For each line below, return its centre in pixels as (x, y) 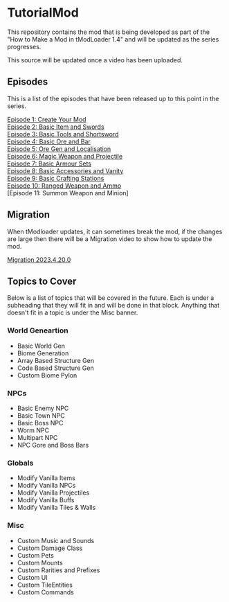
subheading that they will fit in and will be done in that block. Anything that (113, 306)
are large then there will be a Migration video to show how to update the (110, 239)
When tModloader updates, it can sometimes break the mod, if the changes (115, 231)
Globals (20, 463)
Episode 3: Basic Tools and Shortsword (63, 134)
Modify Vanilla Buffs (46, 500)
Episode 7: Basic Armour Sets (49, 163)
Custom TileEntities (45, 585)
